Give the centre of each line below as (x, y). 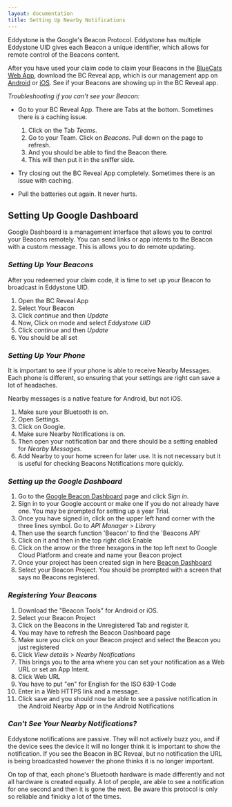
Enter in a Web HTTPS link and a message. (79, 691)
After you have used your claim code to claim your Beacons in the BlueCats (115, 68)
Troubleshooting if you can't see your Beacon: (74, 96)
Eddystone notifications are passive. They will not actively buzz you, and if (114, 738)
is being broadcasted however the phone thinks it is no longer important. (111, 761)
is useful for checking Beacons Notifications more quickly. (101, 463)
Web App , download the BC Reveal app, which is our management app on (113, 75)
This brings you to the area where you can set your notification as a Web (121, 662)
